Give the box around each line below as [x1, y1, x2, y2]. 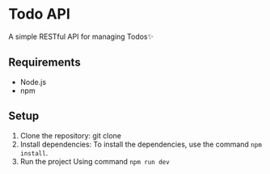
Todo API [8, 5, 71, 23]
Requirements [8, 56, 81, 70]
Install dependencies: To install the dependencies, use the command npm [19, 139, 263, 149]
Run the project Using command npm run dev [19, 156, 170, 166]
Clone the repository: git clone [19, 130, 121, 140]
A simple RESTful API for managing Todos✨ [8, 32, 154, 41]
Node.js [19, 77, 47, 87]
